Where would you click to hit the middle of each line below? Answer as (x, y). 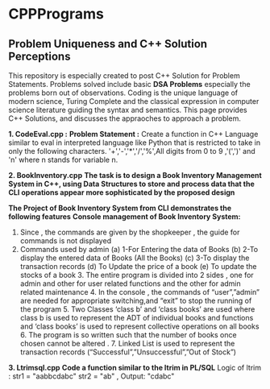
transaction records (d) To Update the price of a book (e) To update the (138, 266)
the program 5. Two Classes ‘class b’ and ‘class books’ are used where (137, 309)
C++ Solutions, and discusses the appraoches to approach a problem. (125, 118)
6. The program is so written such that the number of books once (128, 335)
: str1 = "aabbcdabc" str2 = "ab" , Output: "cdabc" (91, 376)
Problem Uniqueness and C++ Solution (108, 44)
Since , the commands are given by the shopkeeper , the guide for (130, 232)
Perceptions (39, 56)
